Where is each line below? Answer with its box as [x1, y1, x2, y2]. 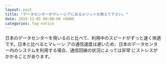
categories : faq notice [5, 21, 55, 26]
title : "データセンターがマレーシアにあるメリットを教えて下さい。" [5, 12, 128, 17]
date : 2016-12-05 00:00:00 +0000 [5, 16, 74, 21]
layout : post [5, 7, 32, 12]
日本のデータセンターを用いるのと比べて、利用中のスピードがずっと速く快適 [5, 35, 161, 41]
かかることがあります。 [5, 54, 53, 60]
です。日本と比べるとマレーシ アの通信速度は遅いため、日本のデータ [5, 41, 145, 47]
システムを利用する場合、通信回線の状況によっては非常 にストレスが [18, 47, 158, 53]
